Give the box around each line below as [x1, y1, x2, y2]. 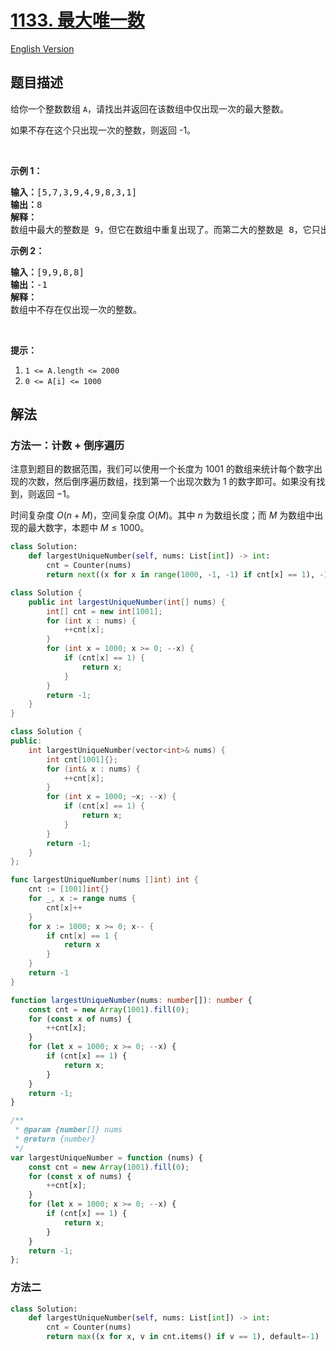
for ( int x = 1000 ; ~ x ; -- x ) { [46, 792, 177, 802]
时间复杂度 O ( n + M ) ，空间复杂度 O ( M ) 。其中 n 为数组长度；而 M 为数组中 [10, 509, 315, 521]
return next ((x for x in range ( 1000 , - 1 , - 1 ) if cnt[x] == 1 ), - [46, 570, 325, 580]
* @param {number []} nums [14, 1125, 123, 1135]
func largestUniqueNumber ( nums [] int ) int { [10, 875, 199, 885]
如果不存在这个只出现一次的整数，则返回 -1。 [10, 124, 197, 136]
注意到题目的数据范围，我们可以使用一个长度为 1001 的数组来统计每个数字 [10, 463, 314, 475]
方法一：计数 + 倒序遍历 [10, 439, 125, 453]
